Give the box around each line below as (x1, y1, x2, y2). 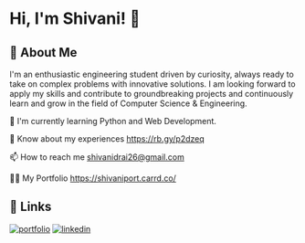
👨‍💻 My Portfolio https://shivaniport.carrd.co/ (9, 173, 176, 184)
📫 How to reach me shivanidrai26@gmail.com (9, 152, 184, 163)
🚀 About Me (9, 45, 78, 60)
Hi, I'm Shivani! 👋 (9, 8, 141, 29)
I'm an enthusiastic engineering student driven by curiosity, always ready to (9, 69, 294, 79)
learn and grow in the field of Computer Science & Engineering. (9, 98, 248, 109)
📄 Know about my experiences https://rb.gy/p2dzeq (9, 133, 205, 144)
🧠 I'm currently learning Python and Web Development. (9, 116, 217, 126)
